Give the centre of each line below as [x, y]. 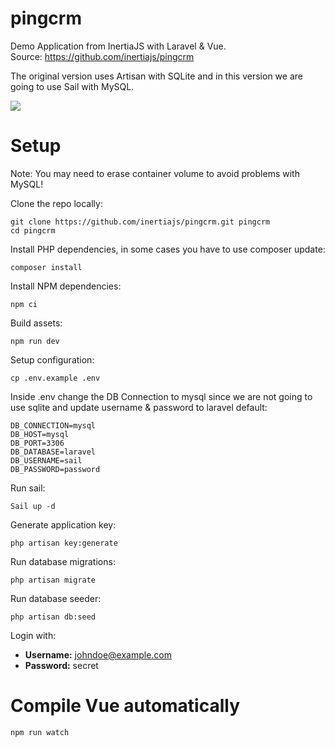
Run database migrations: [63, 561]
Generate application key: [63, 524]
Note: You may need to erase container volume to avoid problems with [155, 173]
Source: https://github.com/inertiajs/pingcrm [102, 56]
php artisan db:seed [53, 617]
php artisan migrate [53, 580]
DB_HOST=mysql [40, 434]
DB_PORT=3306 [37, 443]
